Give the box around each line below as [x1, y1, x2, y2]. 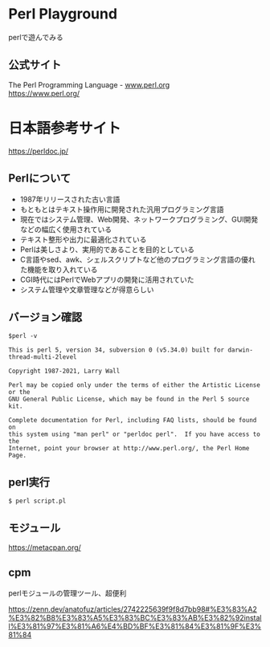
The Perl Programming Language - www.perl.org [8, 79, 170, 89]
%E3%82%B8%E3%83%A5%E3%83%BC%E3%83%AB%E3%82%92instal [8, 612, 263, 622]
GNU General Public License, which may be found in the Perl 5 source [8, 395, 250, 404]
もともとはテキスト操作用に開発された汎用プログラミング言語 [19, 204, 224, 214]
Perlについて [8, 172, 71, 185]
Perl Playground [8, 5, 118, 23]
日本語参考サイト [8, 119, 122, 137]
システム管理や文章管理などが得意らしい [19, 284, 154, 294]
